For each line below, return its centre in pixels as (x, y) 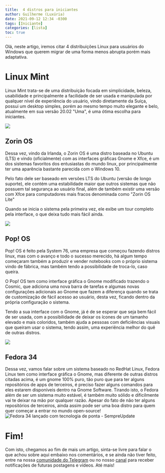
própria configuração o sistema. (37, 302)
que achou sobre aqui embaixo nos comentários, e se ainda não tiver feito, (81, 455)
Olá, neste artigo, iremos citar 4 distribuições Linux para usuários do (75, 47)
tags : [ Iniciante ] (24, 23)
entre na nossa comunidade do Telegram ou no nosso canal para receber (80, 460)
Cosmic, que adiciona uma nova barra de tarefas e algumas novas (72, 286)
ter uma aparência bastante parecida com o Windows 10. (63, 169)
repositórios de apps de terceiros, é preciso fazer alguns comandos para (79, 385)
